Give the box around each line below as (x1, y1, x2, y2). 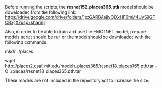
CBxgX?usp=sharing (5, 19, 46, 25)
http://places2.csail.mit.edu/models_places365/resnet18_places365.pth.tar (5, 63, 154, 69)
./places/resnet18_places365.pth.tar (9, 68, 81, 74)
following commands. (5, 39, 48, 45)
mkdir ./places (5, 48, 34, 54)
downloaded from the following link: (5, 9, 76, 15)
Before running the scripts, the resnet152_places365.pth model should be (5, 4, 154, 10)
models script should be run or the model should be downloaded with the (5, 34, 151, 40)
